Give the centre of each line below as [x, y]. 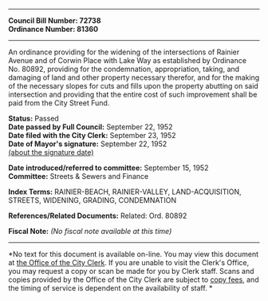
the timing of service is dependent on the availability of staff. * [110, 288]
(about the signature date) [51, 152]
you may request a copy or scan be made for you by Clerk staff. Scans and [131, 271]
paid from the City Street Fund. [59, 103]
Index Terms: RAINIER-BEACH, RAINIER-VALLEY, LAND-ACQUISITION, [125, 192]
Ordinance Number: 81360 [53, 29]
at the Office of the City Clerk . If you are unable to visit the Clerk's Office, [129, 263]
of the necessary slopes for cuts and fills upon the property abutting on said [134, 86]
